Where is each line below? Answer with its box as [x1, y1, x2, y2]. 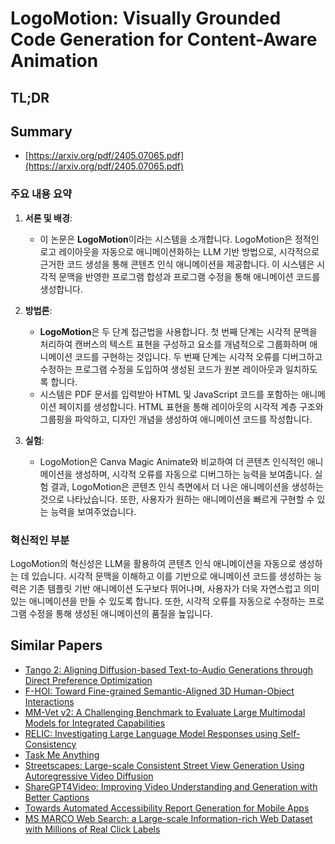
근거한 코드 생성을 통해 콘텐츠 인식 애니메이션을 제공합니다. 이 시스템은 [39, 258, 315, 270]
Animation [10, 50, 99, 72]
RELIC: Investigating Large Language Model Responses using [24, 727, 278, 739]
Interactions [24, 695, 75, 707]
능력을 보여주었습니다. [50, 505, 137, 517]
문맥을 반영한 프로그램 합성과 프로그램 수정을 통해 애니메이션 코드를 [58, 270, 321, 282]
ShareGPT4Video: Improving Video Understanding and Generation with [24, 780, 318, 792]
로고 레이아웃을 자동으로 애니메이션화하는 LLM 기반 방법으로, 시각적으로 [39, 245, 320, 257]
